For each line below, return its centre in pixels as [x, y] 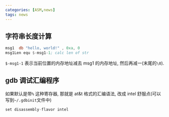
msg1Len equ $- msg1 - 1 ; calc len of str [47, 53]
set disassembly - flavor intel [37, 109]
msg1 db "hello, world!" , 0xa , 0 [43, 48]
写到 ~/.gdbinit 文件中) [29, 100]
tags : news [17, 15]
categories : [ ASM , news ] [30, 10]
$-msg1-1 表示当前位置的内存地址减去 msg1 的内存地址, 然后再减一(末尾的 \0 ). [85, 63]
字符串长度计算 [29, 36]
